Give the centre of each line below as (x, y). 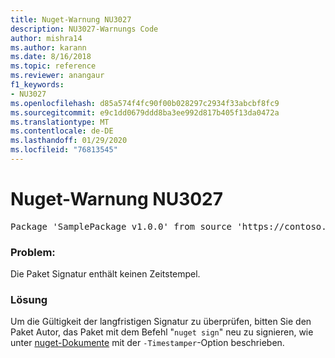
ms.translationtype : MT (60, 122)
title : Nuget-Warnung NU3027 (71, 19)
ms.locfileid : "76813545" (64, 150)
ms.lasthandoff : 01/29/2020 (69, 141)
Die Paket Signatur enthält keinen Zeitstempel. (105, 274)
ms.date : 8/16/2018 (51, 57)
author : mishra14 (46, 38)
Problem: (33, 252)
